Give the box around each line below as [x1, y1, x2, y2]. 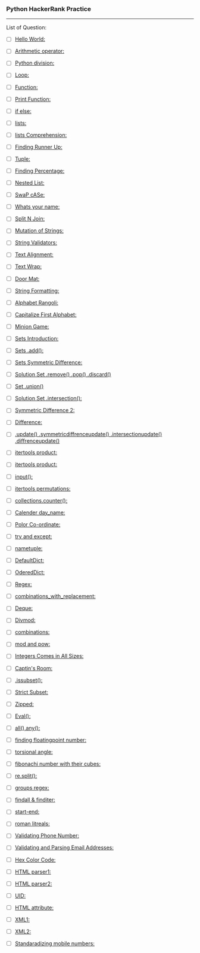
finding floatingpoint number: [14, 736, 87, 743]
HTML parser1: [14, 868, 52, 875]
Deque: [14, 605, 33, 612]
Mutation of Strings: [14, 227, 64, 234]
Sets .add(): [14, 347, 43, 354]
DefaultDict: [14, 556, 45, 563]
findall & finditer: [14, 796, 55, 804]
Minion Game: [14, 323, 49, 330]
